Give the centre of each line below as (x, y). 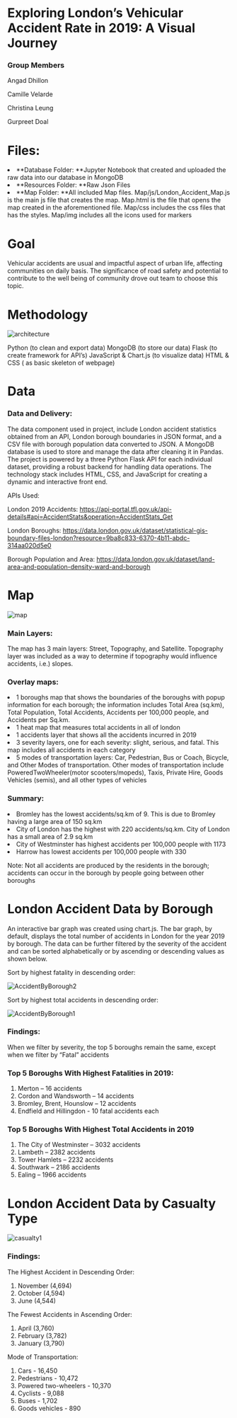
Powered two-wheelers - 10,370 (64, 1385)
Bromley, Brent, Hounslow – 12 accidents (77, 1104)
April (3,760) (36, 1328)
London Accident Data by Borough (110, 909)
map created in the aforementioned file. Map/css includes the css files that (116, 207)
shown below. (28, 959)
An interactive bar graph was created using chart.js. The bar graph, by (110, 928)
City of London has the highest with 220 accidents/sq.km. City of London (123, 829)
